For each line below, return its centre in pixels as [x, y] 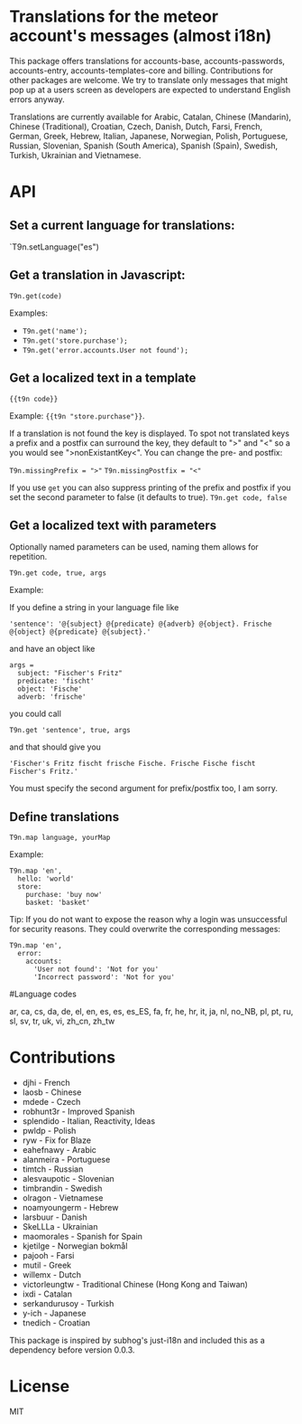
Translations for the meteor [114, 17]
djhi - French [46, 1083]
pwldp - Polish [49, 1131]
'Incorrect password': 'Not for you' [104, 977]
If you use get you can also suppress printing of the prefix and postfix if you [150, 487]
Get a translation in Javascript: [98, 275]
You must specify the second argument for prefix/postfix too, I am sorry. [143, 788]
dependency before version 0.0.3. [72, 1350]
